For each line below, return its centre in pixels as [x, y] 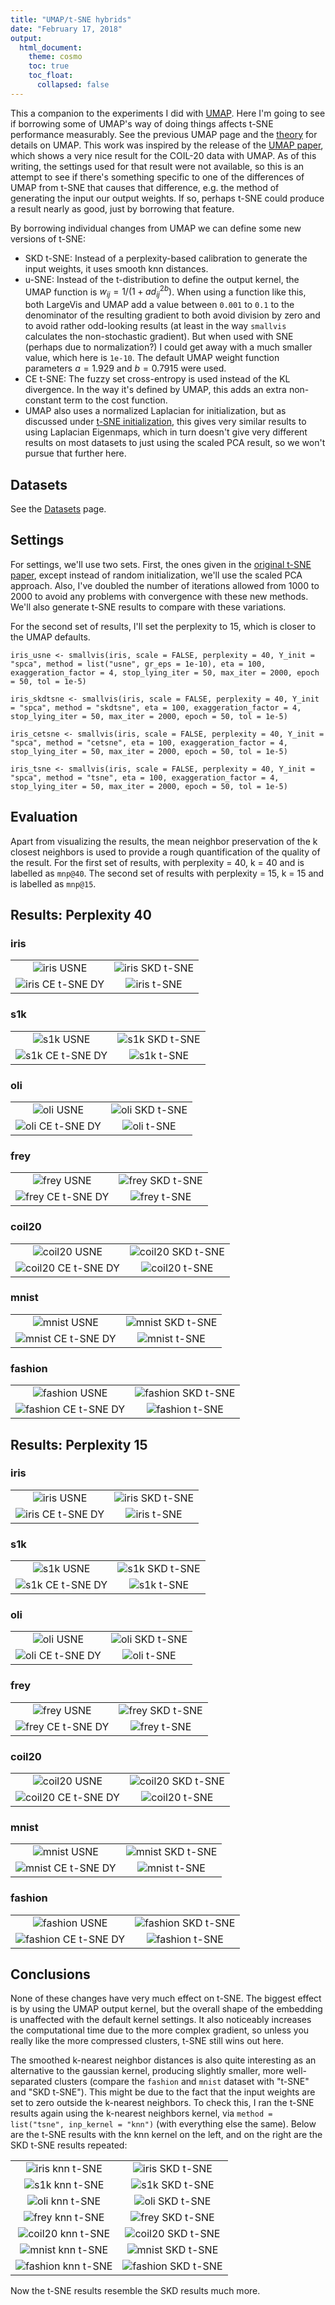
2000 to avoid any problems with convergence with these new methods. [159, 596]
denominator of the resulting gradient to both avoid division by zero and [172, 315]
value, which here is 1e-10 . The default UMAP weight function [152, 358]
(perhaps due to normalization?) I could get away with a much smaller [168, 347]
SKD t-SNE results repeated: [69, 2145]
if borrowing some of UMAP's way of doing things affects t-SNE [142, 123]
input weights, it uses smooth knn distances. [116, 268]
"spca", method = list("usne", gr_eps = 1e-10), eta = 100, [138, 664]
